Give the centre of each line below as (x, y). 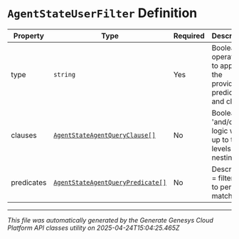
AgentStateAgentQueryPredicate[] (110, 182)
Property (29, 36)
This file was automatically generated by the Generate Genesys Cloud (110, 220)
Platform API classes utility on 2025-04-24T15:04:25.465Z (94, 228)
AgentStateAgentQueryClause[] (104, 135)
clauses (24, 135)
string (64, 74)
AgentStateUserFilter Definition (102, 13)
